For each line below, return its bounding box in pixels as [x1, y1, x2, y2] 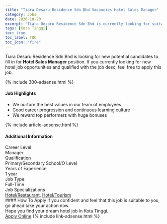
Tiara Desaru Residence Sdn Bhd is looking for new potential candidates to [5, 53, 159, 59]
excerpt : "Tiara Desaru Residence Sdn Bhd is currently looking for [5, 21, 150, 26]
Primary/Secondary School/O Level [5, 160, 78, 166]
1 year [5, 171, 17, 177]
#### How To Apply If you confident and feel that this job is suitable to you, [5, 198, 160, 204]
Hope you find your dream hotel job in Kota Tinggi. [5, 208, 108, 214]
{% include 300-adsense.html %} [5, 79, 74, 85]
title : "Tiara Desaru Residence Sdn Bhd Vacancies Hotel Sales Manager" [5, 7, 159, 12]
